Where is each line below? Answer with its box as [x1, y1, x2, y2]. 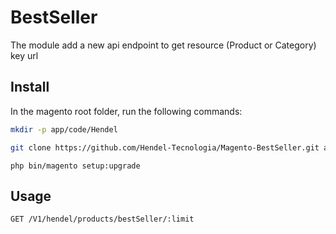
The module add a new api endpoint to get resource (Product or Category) [10, 39, 317, 51]
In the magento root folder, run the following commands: [10, 105, 243, 117]
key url [10, 49, 39, 61]
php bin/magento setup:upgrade [10, 161, 141, 171]
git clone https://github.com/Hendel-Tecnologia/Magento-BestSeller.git [10, 142, 320, 153]
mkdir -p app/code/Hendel [10, 124, 118, 135]
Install [10, 79, 50, 96]
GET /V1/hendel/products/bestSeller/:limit [10, 214, 195, 225]
